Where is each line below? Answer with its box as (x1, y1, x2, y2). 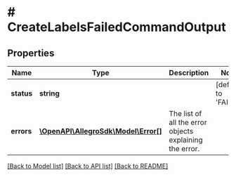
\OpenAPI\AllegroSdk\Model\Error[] (39, 126, 163, 136)
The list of (169, 109, 202, 118)
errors (11, 126, 32, 136)
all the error (169, 117, 207, 127)
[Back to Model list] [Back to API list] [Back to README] (7, 162, 169, 170)
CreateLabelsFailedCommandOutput (7, 19, 226, 35)
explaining (169, 135, 203, 145)
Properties (7, 47, 55, 59)
